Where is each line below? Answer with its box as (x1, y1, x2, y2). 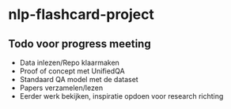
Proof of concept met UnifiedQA (19, 66, 125, 76)
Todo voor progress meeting (8, 37, 152, 51)
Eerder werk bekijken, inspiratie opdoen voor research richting (19, 92, 224, 100)
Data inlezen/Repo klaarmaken (19, 58, 120, 67)
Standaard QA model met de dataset (19, 75, 138, 84)
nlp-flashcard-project (8, 6, 154, 24)
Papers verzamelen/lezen (19, 83, 104, 92)
